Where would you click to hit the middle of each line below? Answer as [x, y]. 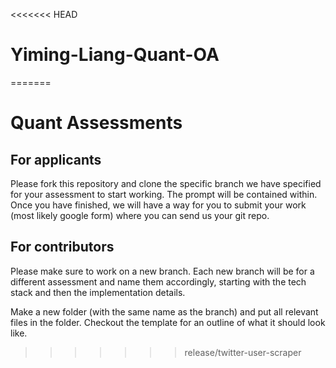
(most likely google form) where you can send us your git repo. [140, 215]
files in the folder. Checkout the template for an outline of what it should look [168, 322]
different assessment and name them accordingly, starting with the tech [158, 281]
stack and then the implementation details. [98, 292]
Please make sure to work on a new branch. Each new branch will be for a [162, 271]
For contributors [62, 247]
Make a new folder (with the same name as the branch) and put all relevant [164, 311]
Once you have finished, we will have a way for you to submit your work [158, 205]
